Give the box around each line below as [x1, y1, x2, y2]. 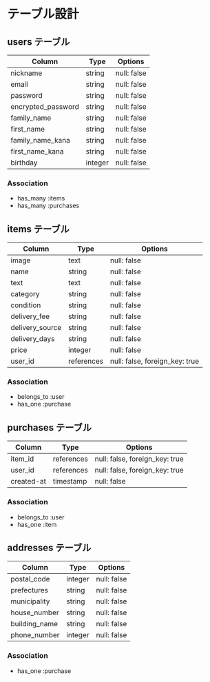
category [10, 289, 40, 299]
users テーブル [7, 36, 70, 48]
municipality [10, 597, 50, 606]
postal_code [10, 575, 50, 584]
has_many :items [17, 194, 65, 203]
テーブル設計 [7, 6, 79, 22]
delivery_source [10, 323, 62, 333]
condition [10, 300, 41, 310]
